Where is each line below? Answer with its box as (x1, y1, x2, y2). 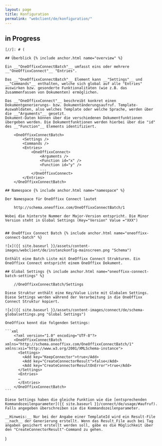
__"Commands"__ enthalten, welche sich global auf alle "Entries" (5, 81, 143, 86)
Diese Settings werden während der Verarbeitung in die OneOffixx (5, 295, 143, 300)
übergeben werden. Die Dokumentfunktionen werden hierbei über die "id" (5, 120, 156, 125)
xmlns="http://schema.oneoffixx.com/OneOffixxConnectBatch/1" (5, 342, 134, 347)
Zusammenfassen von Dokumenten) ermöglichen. (5, 90, 99, 95)
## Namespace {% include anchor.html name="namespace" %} (5, 188, 125, 193)
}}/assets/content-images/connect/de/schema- (51, 308, 145, 313)
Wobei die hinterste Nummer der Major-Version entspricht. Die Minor (5, 214, 149, 219)
